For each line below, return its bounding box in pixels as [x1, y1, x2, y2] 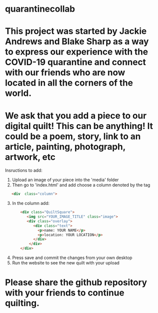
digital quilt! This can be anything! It [5, 120, 154, 131]
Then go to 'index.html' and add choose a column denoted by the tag [12, 182, 150, 188]
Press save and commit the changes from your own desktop [12, 255, 132, 261]
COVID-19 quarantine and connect [5, 57, 146, 68]
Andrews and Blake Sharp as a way [5, 36, 149, 47]
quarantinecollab [5, 3, 75, 15]
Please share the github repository [5, 277, 147, 288]
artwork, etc [5, 151, 56, 163]
